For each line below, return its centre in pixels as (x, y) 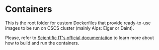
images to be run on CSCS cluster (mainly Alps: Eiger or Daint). (70, 28)
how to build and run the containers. (42, 43)
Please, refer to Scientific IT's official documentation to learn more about (79, 38)
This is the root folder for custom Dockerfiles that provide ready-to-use (78, 23)
